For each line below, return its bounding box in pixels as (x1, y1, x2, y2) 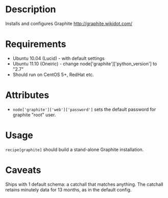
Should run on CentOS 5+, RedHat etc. (12, 71, 94, 78)
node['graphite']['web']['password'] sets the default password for (12, 106, 156, 112)
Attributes (5, 89, 50, 101)
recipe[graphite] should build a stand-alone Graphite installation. (5, 146, 144, 153)
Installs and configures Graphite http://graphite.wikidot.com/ (5, 20, 133, 27)
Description (5, 4, 56, 15)
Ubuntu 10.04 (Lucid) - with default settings (12, 55, 105, 61)
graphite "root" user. (12, 111, 56, 118)
